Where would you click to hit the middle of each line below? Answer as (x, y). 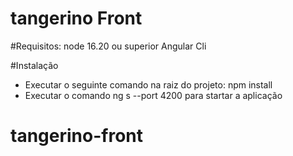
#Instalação (34, 65)
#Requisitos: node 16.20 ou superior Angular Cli (108, 46)
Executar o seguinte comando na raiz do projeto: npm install (148, 84)
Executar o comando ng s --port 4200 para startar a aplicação (153, 95)
